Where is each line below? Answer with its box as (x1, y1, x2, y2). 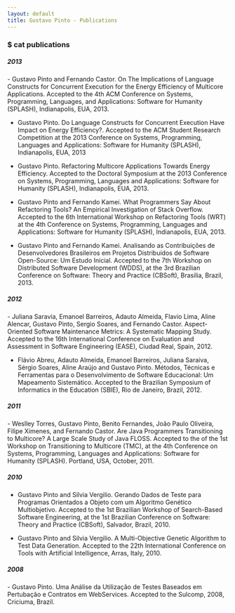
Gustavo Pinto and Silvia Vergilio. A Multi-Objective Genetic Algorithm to (17, 534, 227, 543)
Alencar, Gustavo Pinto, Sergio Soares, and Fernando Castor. (7, 320, 184, 329)
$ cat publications (7, 40, 70, 50)
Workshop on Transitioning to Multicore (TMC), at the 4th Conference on (7, 442, 218, 450)
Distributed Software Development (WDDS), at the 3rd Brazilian (17, 264, 201, 272)
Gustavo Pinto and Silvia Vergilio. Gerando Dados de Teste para (17, 491, 201, 499)
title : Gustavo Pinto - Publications (7, 17, 118, 24)
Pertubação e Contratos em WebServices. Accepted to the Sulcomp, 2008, (7, 591, 224, 599)
